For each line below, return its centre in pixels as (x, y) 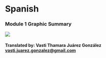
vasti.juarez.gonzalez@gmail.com (41, 51)
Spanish (22, 9)
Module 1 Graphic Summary (38, 24)
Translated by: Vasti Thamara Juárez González (53, 45)
